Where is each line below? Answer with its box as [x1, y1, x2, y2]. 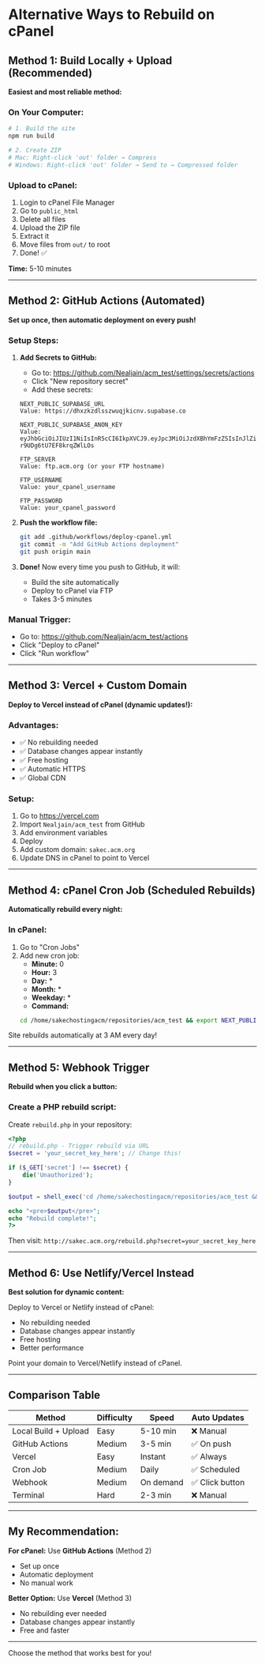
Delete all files [19, 214, 66, 224]
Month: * [31, 984, 62, 993]
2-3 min [140, 1490, 172, 1501]
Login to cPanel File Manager [19, 198, 115, 207]
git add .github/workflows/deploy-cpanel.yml [19, 533, 172, 541]
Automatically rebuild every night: [8, 905, 123, 914]
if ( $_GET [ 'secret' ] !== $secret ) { [8, 1164, 129, 1172]
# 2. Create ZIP [8, 146, 62, 155]
